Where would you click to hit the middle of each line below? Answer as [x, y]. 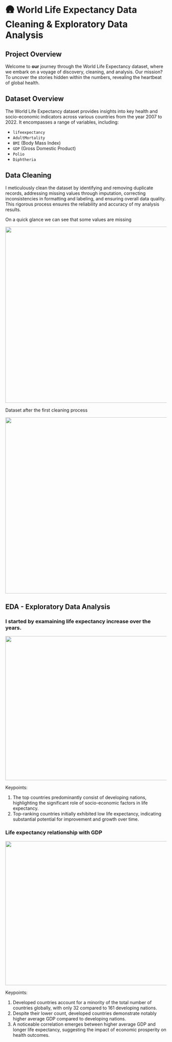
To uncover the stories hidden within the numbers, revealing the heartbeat [84, 77]
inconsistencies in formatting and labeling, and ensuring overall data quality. [85, 198]
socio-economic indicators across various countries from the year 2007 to [84, 116]
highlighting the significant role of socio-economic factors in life [80, 803]
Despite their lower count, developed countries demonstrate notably [85, 1013]
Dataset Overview [35, 99]
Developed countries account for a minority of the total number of [82, 1002]
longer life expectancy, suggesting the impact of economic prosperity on [89, 1029]
